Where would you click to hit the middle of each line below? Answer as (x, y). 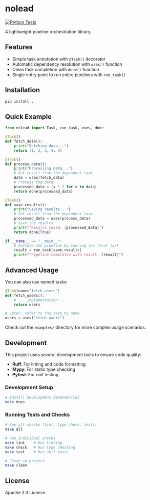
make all (14, 430)
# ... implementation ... (40, 300)
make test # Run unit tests (37, 452)
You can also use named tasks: (36, 282)
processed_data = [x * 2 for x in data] (55, 187)
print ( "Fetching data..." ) (41, 146)
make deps (15, 402)
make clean (16, 465)
